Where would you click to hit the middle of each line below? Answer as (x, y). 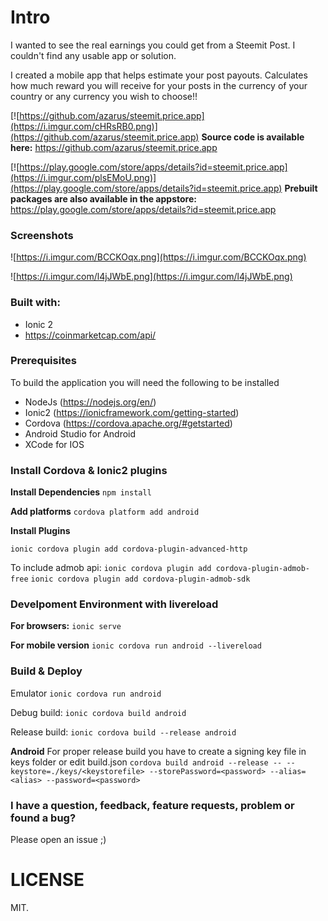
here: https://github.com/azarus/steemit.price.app (114, 147)
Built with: (35, 303)
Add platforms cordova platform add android (105, 512)
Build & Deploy (46, 671)
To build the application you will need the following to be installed (145, 382)
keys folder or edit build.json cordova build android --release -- (146, 762)
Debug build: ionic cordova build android (98, 712)
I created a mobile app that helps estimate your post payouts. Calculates (159, 75)
